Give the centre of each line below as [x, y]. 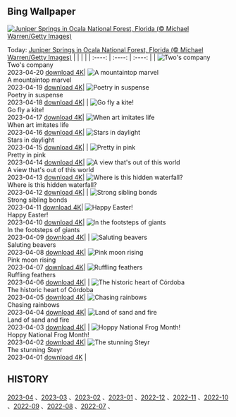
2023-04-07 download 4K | [46, 267]
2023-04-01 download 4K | [47, 357]
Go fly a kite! [26, 109]
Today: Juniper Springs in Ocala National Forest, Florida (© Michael [105, 49]
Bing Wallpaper [42, 12]
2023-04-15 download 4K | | [48, 147]
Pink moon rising [32, 260]
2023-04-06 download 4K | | [49, 282]
